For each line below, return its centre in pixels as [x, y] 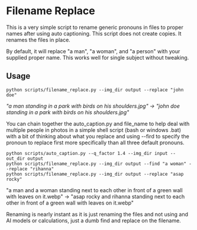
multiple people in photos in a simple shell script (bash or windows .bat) [94, 130]
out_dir [16, 158]
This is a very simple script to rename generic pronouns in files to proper [95, 27]
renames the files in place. [38, 40]
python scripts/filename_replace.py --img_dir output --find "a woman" [96, 164]
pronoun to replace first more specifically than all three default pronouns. [95, 142]
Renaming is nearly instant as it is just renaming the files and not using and [97, 214]
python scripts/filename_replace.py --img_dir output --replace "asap [95, 174]
